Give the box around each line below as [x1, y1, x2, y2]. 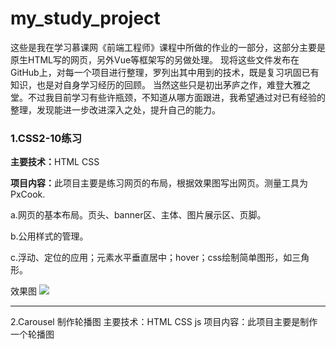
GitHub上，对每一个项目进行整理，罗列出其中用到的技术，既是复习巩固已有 [10, 66, 320, 78]
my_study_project [10, 7, 161, 30]
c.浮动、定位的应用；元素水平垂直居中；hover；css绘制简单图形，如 [10, 252, 293, 264]
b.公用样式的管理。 [10, 230, 89, 242]
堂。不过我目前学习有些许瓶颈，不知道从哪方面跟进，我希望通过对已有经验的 [10, 91, 326, 103]
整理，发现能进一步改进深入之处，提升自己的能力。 [10, 103, 221, 116]
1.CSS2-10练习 [10, 131, 83, 145]
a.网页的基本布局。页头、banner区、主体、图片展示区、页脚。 [10, 209, 267, 221]
